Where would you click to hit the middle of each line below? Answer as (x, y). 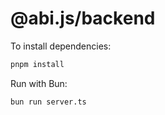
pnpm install (37, 64)
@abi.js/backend (83, 18)
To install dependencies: (61, 46)
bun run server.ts (48, 102)
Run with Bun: (39, 83)
